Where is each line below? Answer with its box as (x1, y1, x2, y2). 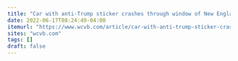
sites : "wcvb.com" (7, 29, 62, 37)
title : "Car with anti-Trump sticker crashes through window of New (7, 10, 214, 18)
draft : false (7, 43, 46, 50)
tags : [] (7, 36, 33, 43)
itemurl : (7, 23, 33, 30)
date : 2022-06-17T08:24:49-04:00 (7, 17, 106, 24)
